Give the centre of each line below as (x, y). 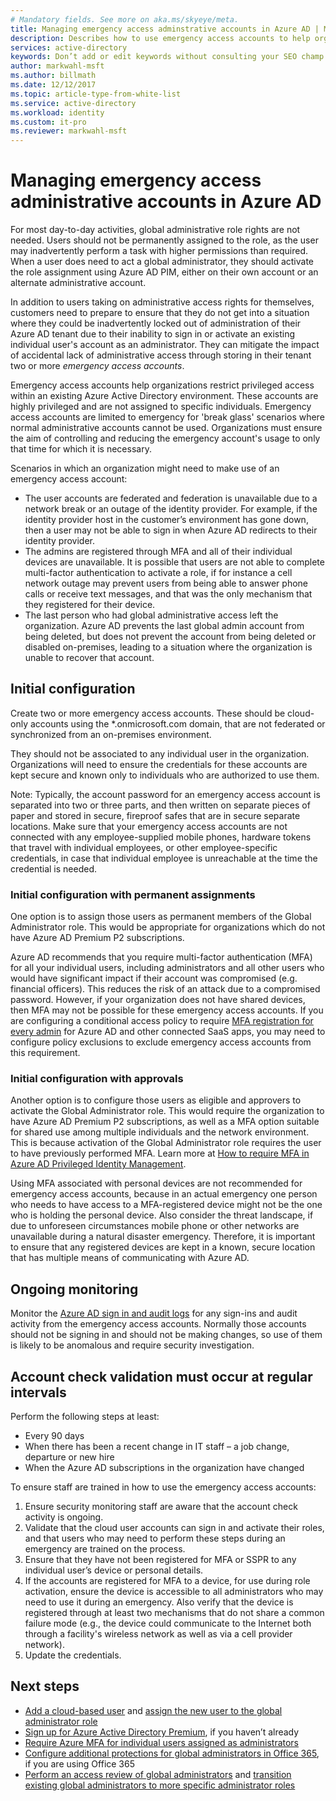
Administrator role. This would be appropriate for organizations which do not (168, 927)
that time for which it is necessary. (81, 449)
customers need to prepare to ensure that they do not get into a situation (160, 313)
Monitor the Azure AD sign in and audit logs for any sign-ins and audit (154, 1313)
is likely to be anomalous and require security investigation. (132, 1345)
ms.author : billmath (53, 76)
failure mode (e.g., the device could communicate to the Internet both (168, 1623)
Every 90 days (54, 1436)
